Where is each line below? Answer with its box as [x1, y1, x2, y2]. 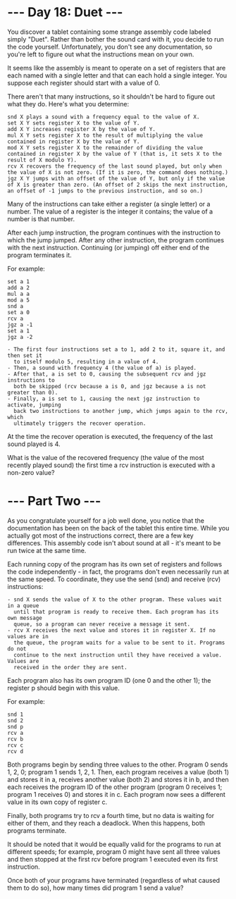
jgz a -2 [7, 333, 33, 340]
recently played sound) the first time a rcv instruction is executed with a [7, 461, 216, 469]
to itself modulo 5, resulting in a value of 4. [13, 358, 159, 365]
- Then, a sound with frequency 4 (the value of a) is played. [7, 364, 197, 371]
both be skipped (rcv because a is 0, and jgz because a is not [13, 383, 206, 390]
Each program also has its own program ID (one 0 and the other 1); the [7, 676, 211, 684]
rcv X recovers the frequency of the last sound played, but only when [7, 163, 222, 170]
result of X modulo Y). [7, 156, 77, 163]
